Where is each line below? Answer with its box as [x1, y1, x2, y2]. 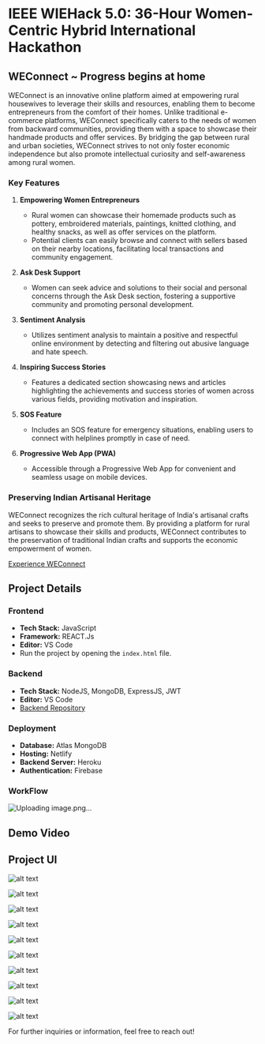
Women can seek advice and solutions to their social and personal [31, 283, 247, 293]
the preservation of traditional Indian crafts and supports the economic [8, 535, 238, 544]
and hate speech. [31, 347, 88, 357]
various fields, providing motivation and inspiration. [31, 395, 199, 404]
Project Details [8, 582, 82, 595]
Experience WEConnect [8, 559, 86, 568]
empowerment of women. [8, 544, 92, 553]
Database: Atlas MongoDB [19, 740, 107, 750]
